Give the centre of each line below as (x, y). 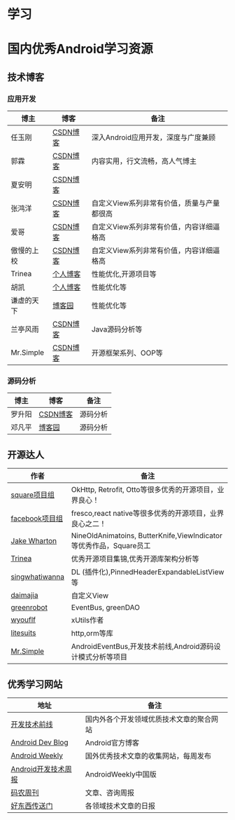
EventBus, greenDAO (105, 608)
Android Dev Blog (40, 742)
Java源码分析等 (117, 329)
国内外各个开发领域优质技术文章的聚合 (148, 719)
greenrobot (29, 608)
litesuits (23, 633)
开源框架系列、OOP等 (127, 353)
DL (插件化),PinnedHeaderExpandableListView (148, 572)
